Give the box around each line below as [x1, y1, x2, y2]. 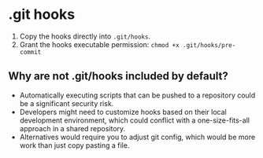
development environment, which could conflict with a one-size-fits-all [19, 116, 250, 125]
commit [19, 48, 42, 56]
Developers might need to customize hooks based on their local [19, 107, 227, 116]
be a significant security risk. [19, 98, 114, 108]
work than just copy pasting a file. [19, 140, 130, 150]
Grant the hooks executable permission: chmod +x [19, 39, 180, 49]
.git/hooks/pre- [182, 41, 236, 49]
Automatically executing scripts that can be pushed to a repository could [19, 90, 256, 100]
